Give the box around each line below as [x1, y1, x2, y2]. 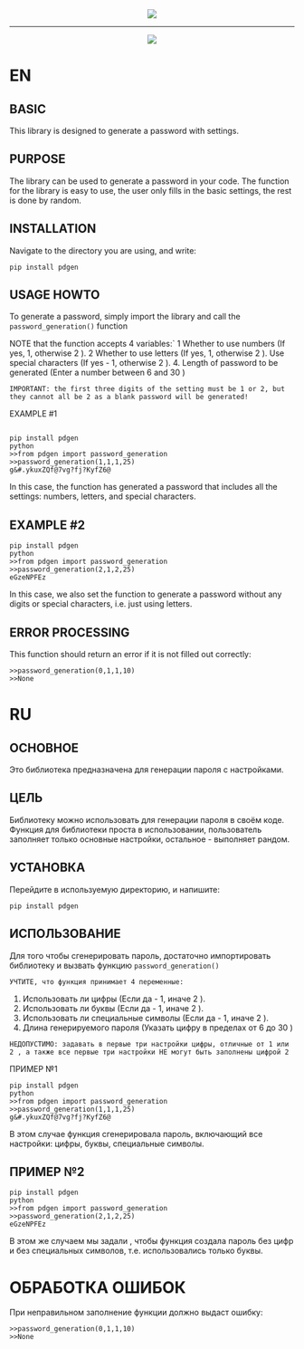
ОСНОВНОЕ [9, 740, 80, 755]
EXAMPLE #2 [9, 517, 86, 532]
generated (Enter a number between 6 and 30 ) [9, 367, 185, 378]
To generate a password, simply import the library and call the [9, 311, 242, 322]
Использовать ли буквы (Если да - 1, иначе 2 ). [22, 1002, 204, 1013]
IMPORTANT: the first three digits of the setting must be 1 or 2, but [9, 385, 285, 394]
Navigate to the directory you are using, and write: [9, 244, 197, 256]
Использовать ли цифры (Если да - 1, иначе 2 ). [22, 993, 206, 1004]
